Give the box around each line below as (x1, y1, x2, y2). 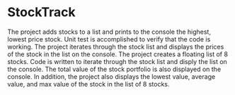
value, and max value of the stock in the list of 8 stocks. (7, 80, 170, 88)
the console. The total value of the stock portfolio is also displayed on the (7, 65, 222, 73)
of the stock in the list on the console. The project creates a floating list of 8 (7, 50, 229, 58)
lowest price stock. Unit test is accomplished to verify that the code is (7, 34, 211, 43)
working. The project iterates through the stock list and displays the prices (7, 42, 224, 51)
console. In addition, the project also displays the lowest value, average (7, 72, 216, 81)
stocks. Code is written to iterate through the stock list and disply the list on (7, 57, 228, 65)
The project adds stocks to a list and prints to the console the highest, (7, 27, 211, 36)
